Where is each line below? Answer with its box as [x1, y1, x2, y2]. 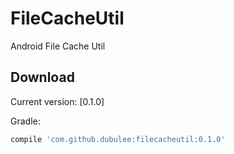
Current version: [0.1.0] [10, 95, 105, 107]
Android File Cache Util [10, 40, 106, 52]
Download [10, 69, 75, 86]
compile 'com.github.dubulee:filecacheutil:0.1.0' [10, 134, 226, 144]
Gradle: [10, 115, 41, 127]
